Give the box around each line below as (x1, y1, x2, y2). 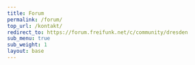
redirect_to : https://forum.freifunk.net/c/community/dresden (7, 28, 188, 36)
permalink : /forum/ (7, 16, 63, 23)
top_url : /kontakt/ (7, 22, 63, 29)
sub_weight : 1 (7, 41, 48, 48)
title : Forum (7, 9, 44, 17)
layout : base (7, 48, 44, 55)
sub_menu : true (7, 35, 51, 42)
